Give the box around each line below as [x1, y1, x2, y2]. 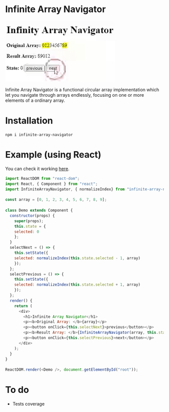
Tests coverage [12, 401, 45, 407]
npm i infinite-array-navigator [5, 132, 73, 137]
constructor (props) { [10, 213, 55, 218]
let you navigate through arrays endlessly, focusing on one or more [5, 92, 144, 98]
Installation [5, 115, 53, 126]
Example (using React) [5, 149, 102, 161]
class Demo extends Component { [5, 208, 73, 213]
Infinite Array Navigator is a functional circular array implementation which [5, 87, 159, 93]
